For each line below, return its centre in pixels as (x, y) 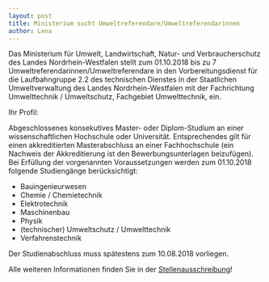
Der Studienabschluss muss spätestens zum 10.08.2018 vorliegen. (119, 254)
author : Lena (30, 31)
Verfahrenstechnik (51, 238)
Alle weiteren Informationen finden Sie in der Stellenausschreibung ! (120, 269)
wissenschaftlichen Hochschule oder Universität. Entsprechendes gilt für (130, 137)
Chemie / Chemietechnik (61, 196)
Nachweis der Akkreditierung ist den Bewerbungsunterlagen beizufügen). (131, 154)
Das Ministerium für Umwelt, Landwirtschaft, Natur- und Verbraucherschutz (134, 54)
